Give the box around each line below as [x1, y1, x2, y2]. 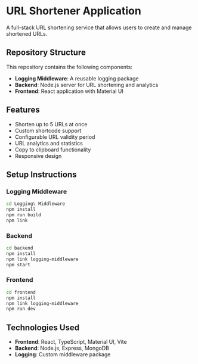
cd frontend [6, 289, 36, 295]
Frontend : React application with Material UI [14, 88, 124, 95]
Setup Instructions [6, 169, 77, 179]
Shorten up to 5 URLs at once [14, 120, 88, 127]
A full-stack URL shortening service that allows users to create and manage [6, 24, 192, 31]
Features [6, 105, 40, 115]
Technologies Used [6, 322, 79, 332]
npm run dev [6, 306, 36, 312]
